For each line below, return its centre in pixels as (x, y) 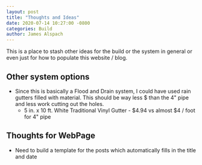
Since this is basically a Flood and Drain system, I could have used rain (103, 91)
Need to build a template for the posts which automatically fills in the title (105, 150)
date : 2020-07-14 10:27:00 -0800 (48, 23)
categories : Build (29, 29)
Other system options (48, 77)
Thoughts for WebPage (51, 136)
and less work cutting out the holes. (59, 104)
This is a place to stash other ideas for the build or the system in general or (99, 51)
